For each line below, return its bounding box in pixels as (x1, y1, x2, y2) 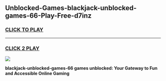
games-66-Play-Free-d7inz (5, 12, 92, 20)
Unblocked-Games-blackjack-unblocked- (5, 4, 137, 12)
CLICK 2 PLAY (5, 45, 40, 52)
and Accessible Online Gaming (5, 70, 70, 76)
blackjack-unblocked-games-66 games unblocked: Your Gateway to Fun (5, 65, 158, 71)
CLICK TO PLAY (5, 27, 43, 33)
